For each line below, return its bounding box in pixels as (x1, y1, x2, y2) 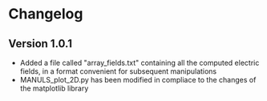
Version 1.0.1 (8, 37, 73, 50)
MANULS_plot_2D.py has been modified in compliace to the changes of (19, 75, 257, 84)
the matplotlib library (19, 83, 89, 93)
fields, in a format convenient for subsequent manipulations (19, 67, 217, 76)
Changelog (8, 5, 83, 23)
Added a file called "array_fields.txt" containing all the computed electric (19, 58, 260, 67)
